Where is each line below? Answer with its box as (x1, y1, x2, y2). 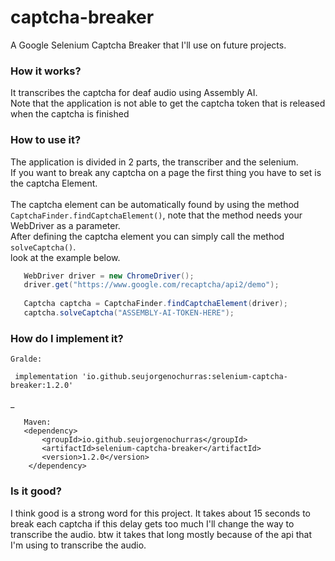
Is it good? (10, 484, 62, 498)
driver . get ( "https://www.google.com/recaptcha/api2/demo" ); (23, 280, 280, 290)
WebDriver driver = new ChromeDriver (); (23, 271, 195, 281)
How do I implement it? (10, 331, 124, 345)
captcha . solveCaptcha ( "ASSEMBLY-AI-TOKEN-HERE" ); (23, 308, 235, 318)
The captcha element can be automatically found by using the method (10, 198, 300, 210)
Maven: (23, 417, 52, 428)
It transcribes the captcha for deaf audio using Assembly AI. (10, 87, 258, 99)
